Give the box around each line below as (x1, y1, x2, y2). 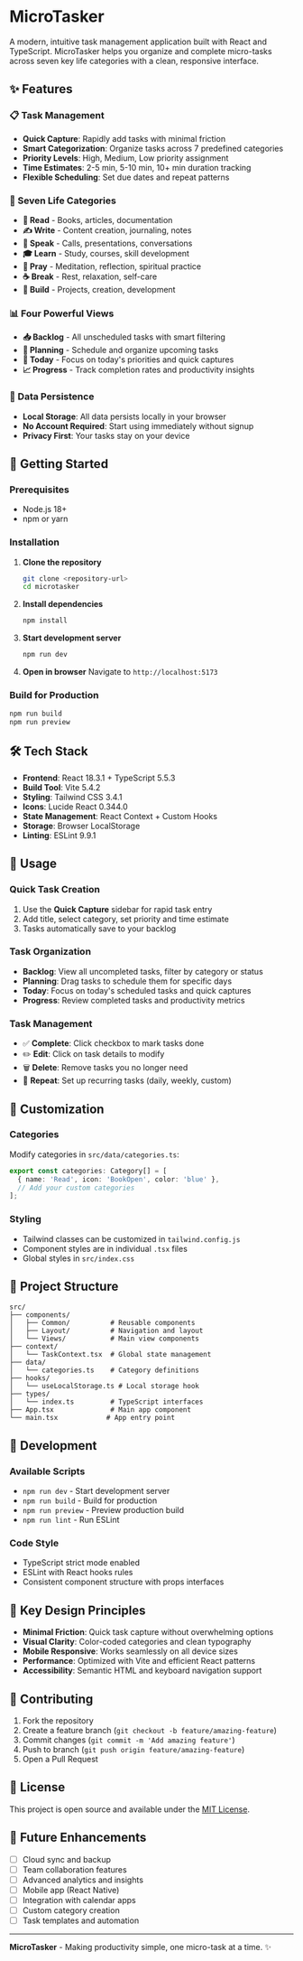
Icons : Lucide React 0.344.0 (22, 801, 128, 812)
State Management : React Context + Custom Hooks (22, 810, 218, 821)
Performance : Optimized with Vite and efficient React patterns (22, 1656, 255, 1667)
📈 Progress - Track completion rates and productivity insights (22, 364, 255, 376)
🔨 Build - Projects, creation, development (22, 284, 176, 294)
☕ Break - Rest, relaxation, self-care (22, 271, 158, 282)
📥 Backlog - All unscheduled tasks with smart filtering (22, 332, 225, 342)
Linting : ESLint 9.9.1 (22, 829, 96, 841)
